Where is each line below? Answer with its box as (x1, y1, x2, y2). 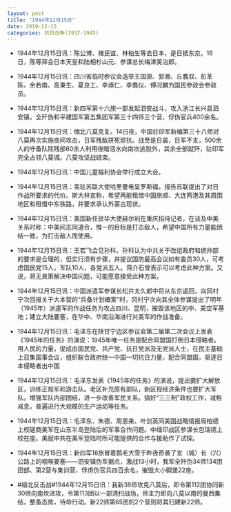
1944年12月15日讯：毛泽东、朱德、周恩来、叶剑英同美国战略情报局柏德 (17, 417, 219, 425)
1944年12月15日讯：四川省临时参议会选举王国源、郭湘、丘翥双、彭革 (17, 72, 213, 81)
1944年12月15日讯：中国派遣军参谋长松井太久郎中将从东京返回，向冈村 (17, 287, 219, 295)
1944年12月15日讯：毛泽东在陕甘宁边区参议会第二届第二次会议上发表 (17, 327, 213, 336)
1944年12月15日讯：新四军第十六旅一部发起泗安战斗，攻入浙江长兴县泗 (17, 104, 219, 112)
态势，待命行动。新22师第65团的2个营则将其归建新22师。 (41, 498, 207, 506)
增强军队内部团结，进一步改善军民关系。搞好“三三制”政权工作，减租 (29, 393, 223, 402)
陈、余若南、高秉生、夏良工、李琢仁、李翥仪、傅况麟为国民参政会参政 (17, 81, 217, 90)
